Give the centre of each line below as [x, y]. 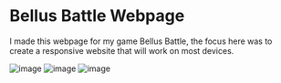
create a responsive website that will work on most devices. [122, 50]
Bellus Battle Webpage [97, 16]
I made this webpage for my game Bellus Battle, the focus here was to [141, 41]
